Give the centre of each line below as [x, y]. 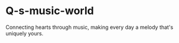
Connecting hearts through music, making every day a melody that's [89, 27]
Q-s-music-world [50, 11]
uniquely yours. [25, 33]
